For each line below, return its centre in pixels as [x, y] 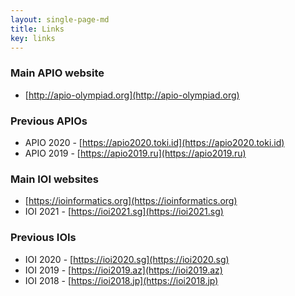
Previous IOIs [43, 238]
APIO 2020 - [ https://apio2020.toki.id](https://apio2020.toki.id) [154, 142]
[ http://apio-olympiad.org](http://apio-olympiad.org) [132, 95]
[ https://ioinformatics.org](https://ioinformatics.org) [131, 201]
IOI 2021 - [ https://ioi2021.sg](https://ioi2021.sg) [124, 212]
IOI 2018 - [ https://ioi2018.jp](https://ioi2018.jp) [121, 280]
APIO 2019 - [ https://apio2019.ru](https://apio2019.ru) [135, 153]
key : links [33, 38]
